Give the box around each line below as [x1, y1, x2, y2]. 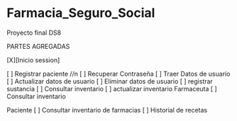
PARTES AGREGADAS [6, 42, 70, 50]
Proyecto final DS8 [6, 28, 62, 37]
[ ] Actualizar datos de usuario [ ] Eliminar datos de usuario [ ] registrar [6, 76, 214, 86]
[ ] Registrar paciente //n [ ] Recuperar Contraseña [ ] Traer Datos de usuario [6, 69, 231, 78]
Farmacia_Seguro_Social [6, 5, 155, 21]
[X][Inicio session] [6, 55, 60, 64]
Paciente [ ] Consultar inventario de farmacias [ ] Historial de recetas [6, 105, 207, 114]
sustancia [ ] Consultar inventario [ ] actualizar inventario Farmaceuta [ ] [6, 84, 217, 93]
